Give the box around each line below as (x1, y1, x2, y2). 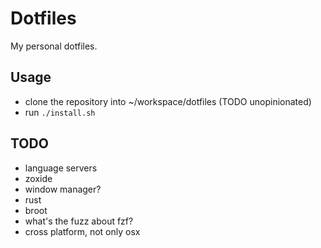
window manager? (24, 183, 102, 195)
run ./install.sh (24, 106, 96, 118)
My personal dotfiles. (10, 40, 98, 52)
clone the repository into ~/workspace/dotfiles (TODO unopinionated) (24, 95, 312, 107)
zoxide (24, 172, 53, 184)
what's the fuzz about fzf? (24, 215, 134, 227)
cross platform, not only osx (24, 225, 141, 237)
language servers (24, 162, 98, 174)
